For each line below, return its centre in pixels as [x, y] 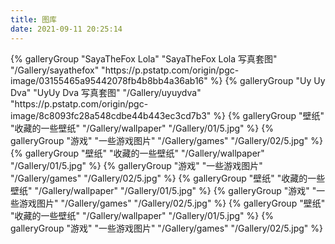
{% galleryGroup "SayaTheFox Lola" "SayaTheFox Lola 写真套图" [144, 58]
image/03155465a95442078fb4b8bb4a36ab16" [109, 80]
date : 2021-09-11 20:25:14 [66, 29]
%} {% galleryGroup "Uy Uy [267, 80]
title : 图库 [33, 19]
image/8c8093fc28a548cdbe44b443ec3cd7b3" [111, 115]
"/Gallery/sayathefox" [55, 70]
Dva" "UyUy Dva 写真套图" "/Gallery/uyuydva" [106, 92]
